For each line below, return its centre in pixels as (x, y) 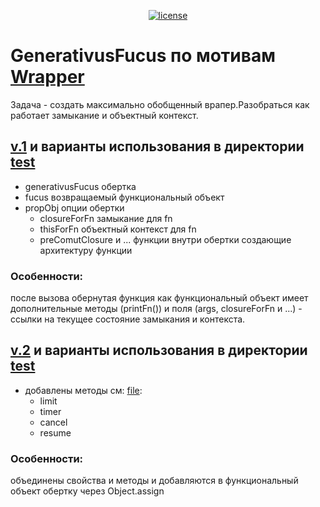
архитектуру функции (86, 250)
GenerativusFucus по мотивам (143, 56)
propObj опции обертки (74, 207)
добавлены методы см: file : (83, 390)
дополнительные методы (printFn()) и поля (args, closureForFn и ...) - (156, 309)
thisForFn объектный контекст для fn (118, 229)
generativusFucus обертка (80, 186)
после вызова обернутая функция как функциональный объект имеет (159, 298)
